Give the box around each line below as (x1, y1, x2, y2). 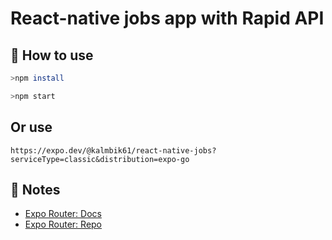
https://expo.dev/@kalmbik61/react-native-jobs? (10, 145, 217, 156)
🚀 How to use (10, 47, 94, 64)
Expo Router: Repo (24, 218, 103, 231)
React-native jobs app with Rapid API (10, 7, 325, 30)
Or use (10, 119, 53, 136)
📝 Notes (10, 181, 61, 198)
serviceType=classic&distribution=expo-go (10, 154, 190, 164)
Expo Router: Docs (24, 208, 102, 220)
